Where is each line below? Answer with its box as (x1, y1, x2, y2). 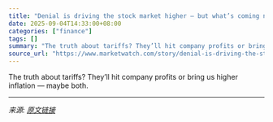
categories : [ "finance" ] (8, 27, 93, 35)
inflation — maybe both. (8, 81, 89, 90)
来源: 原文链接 (8, 105, 55, 115)
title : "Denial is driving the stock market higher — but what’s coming (8, 11, 260, 20)
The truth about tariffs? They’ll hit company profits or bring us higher (8, 72, 238, 81)
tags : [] (8, 34, 38, 43)
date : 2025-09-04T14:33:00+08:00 (8, 20, 122, 28)
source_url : (8, 50, 49, 58)
